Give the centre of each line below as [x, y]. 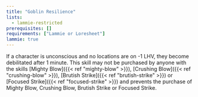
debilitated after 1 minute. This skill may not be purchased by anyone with [96, 62]
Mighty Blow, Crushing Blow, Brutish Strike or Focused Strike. [81, 88]
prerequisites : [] [29, 28]
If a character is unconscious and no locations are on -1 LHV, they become [98, 56]
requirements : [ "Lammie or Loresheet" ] [56, 34]
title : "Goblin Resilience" [41, 12]
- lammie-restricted [37, 23]
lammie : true [22, 39]
